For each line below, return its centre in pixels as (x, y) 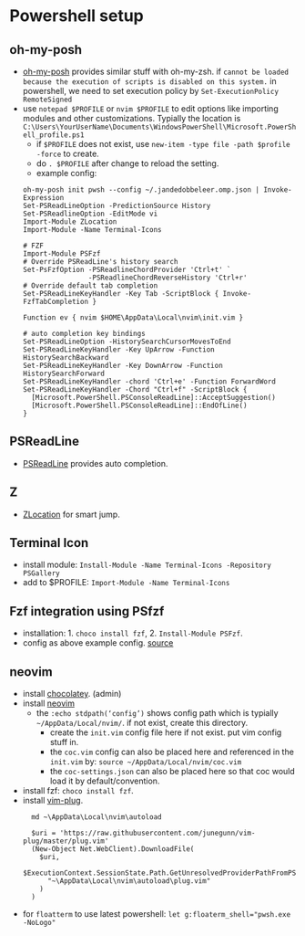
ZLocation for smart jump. (71, 514)
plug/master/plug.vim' (66, 841)
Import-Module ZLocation (70, 222)
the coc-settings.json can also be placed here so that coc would (173, 772)
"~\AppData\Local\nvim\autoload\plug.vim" (129, 881)
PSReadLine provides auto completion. (95, 463)
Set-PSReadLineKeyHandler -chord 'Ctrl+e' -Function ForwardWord (149, 382)
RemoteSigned (47, 100)
